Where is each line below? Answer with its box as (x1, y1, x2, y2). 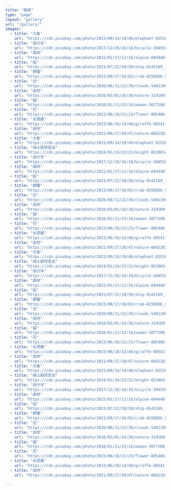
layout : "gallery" (5, 17, 44, 22)
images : (5, 27, 22, 32)
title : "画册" (5, 7, 34, 13)
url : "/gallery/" (5, 21, 42, 27)
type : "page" (5, 12, 33, 17)
